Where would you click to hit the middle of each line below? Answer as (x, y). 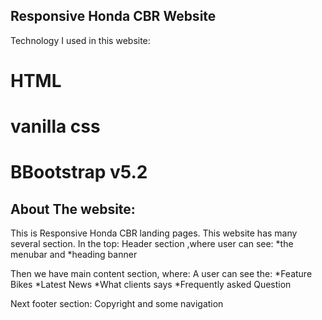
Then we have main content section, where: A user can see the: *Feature (161, 274)
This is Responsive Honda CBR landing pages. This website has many (154, 233)
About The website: (73, 209)
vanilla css (55, 126)
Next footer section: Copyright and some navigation (117, 304)
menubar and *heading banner (74, 255)
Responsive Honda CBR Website (113, 16)
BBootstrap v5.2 (79, 172)
